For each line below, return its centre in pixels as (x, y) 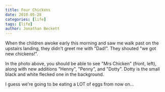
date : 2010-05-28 (23, 15)
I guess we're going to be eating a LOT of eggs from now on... (70, 84)
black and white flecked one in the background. (55, 74)
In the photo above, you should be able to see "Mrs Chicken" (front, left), (81, 64)
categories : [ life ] (26, 19)
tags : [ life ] (19, 24)
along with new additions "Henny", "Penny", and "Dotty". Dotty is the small (82, 69)
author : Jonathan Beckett (32, 29)
